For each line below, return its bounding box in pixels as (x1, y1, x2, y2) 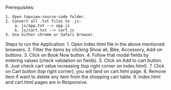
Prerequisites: (5, 5, 35, 10)
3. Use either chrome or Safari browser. (5, 32, 96, 37)
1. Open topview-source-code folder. (5, 14, 86, 19)
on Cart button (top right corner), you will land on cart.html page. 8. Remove (5, 69, 166, 74)
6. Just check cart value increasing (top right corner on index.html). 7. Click (5, 63, 165, 69)
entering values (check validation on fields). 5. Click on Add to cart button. (5, 57, 163, 63)
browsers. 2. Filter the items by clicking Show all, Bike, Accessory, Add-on (5, 47, 163, 53)
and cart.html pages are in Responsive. (5, 79, 88, 85)
